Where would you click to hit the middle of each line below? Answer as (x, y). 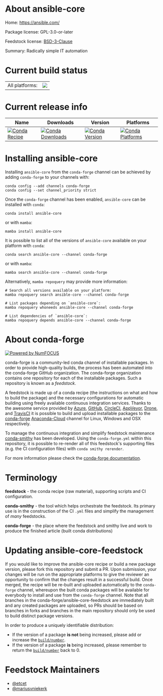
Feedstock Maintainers (52, 669)
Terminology (31, 478)
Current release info (46, 107)
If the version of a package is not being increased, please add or (77, 635)
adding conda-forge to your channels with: (47, 177)
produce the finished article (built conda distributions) (59, 531)
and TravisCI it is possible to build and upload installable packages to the (78, 413)
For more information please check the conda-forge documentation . (73, 458)
